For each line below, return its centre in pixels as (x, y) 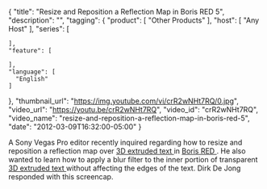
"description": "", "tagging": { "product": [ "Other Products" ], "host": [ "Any (134, 20)
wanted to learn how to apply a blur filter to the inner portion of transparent (133, 160)
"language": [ (32, 72)
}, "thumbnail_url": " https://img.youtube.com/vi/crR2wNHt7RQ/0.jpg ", (124, 101)
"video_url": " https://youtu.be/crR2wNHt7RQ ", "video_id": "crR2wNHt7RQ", (133, 109)
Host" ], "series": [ (39, 29)
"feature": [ (30, 51)
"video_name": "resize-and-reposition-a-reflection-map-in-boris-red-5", (129, 118)
